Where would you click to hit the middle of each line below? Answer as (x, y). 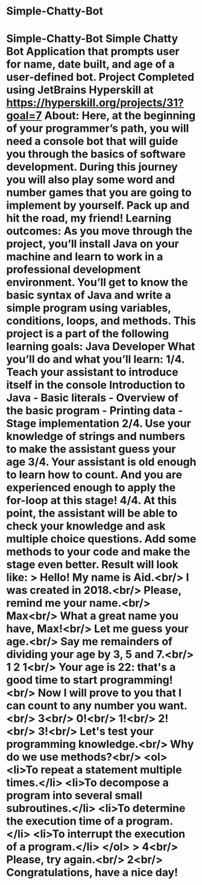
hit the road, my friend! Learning (89, 218)
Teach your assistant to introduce (93, 372)
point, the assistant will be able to (92, 513)
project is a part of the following (88, 334)
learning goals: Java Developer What (101, 347)
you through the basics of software (96, 154)
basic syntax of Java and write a (89, 296)
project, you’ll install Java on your (93, 244)
